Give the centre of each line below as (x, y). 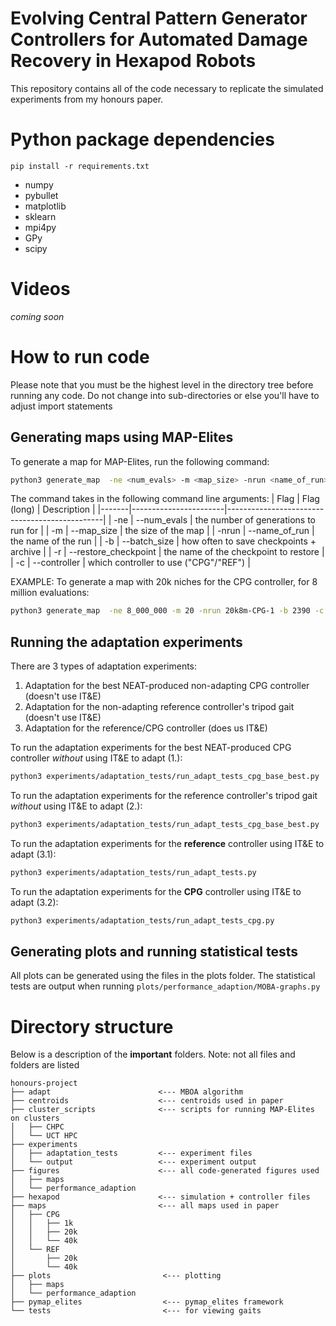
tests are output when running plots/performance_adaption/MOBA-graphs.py (165, 986)
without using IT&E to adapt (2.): (76, 806)
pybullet (41, 195)
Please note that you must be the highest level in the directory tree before (162, 384)
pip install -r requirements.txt (80, 166)
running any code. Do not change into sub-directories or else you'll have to (165, 395)
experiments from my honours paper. (87, 99)
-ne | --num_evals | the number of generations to (214, 520)
